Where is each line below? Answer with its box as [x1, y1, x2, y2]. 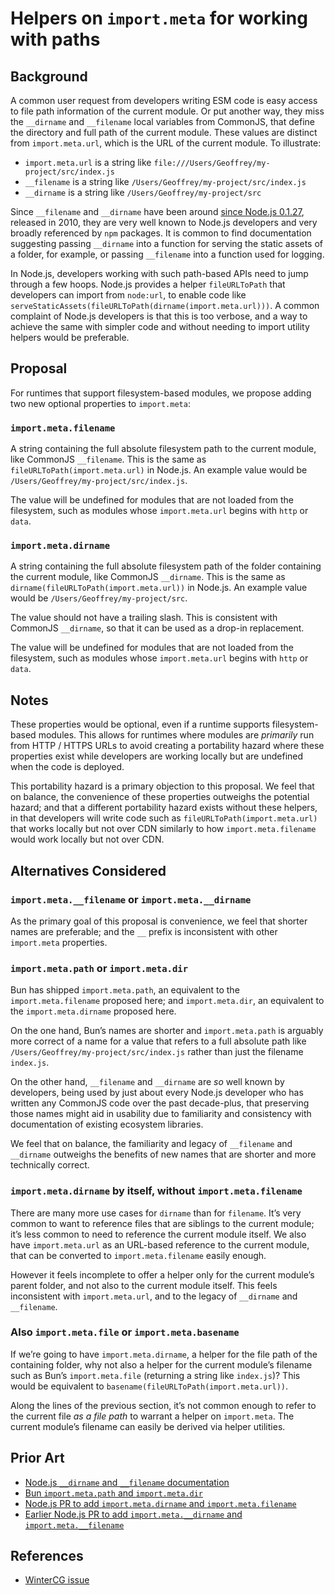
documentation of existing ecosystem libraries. [10, 1118, 204, 1131]
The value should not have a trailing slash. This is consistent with [10, 612, 278, 624]
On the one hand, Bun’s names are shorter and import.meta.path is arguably [10, 1025, 324, 1037]
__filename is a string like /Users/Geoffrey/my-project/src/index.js [24, 176, 307, 187]
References [10, 1548, 84, 1564]
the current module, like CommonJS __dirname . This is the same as [10, 571, 286, 583]
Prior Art [10, 1450, 65, 1467]
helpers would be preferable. [10, 332, 130, 343]
